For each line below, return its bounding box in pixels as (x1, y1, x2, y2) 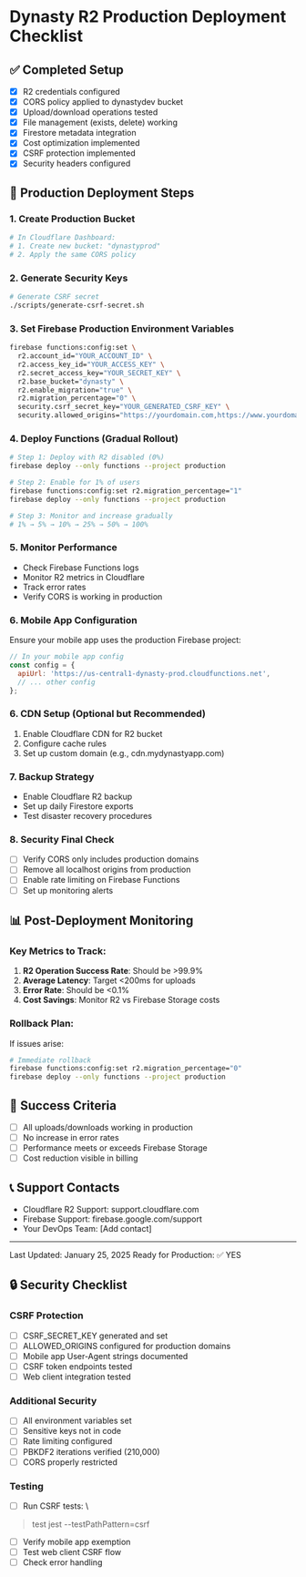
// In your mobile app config (9, 652, 125, 661)
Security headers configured (22, 158, 131, 169)
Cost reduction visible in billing (22, 1152, 138, 1163)
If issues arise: (9, 1038, 65, 1049)
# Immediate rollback (9, 1055, 92, 1065)
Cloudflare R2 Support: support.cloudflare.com (22, 1204, 199, 1215)
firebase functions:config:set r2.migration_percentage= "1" (9, 486, 243, 496)
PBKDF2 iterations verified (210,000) (22, 1446, 161, 1457)
